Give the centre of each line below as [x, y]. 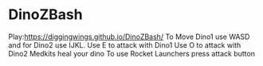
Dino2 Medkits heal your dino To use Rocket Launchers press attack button [131, 53]
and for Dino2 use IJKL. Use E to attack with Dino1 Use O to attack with [125, 45]
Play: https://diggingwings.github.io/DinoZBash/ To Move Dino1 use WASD [129, 37]
